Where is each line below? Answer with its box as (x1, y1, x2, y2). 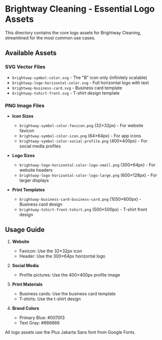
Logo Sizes (12, 152, 35, 158)
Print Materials (12, 281, 43, 287)
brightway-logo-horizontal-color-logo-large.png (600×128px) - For (19, 172, 158, 178)
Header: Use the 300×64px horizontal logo (19, 253, 106, 259)
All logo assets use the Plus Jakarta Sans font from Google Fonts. (5, 329, 136, 335)
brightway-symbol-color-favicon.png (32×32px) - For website (19, 122, 144, 128)
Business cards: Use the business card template (19, 291, 116, 296)
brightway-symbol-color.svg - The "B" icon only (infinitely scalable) (12, 74, 147, 81)
